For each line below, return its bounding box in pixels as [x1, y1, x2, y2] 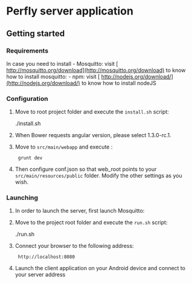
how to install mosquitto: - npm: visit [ [6, 73, 100, 80]
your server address [14, 271, 66, 279]
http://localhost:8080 [18, 254, 75, 260]
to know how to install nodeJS [81, 79, 156, 86]
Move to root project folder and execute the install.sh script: [14, 108, 169, 115]
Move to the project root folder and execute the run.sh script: [14, 219, 168, 226]
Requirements [6, 47, 49, 55]
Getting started [6, 28, 65, 39]
